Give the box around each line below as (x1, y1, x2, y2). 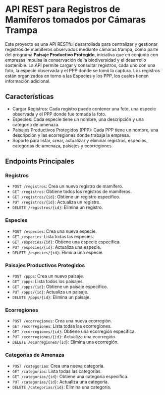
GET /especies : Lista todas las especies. (12, 233, 94, 239)
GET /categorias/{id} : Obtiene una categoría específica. (12, 373, 129, 379)
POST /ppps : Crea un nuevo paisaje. (12, 273, 84, 279)
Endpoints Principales (5, 157, 74, 166)
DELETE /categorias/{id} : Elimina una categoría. (12, 384, 111, 390)
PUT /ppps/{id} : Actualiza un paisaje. (12, 289, 88, 295)
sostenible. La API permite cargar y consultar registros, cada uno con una (5, 62, 156, 68)
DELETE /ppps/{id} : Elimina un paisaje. (12, 295, 91, 300)
